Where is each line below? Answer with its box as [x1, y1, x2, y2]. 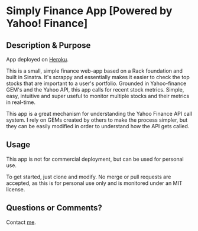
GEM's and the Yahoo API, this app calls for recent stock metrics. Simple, [6, 86, 184, 93]
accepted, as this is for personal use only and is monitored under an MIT [6, 179, 183, 187]
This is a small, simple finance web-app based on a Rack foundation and [6, 67, 183, 74]
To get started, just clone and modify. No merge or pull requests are [6, 173, 171, 180]
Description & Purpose [6, 40, 91, 50]
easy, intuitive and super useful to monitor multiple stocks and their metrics [6, 93, 190, 99]
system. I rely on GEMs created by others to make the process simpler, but [6, 116, 188, 123]
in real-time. [6, 99, 36, 106]
